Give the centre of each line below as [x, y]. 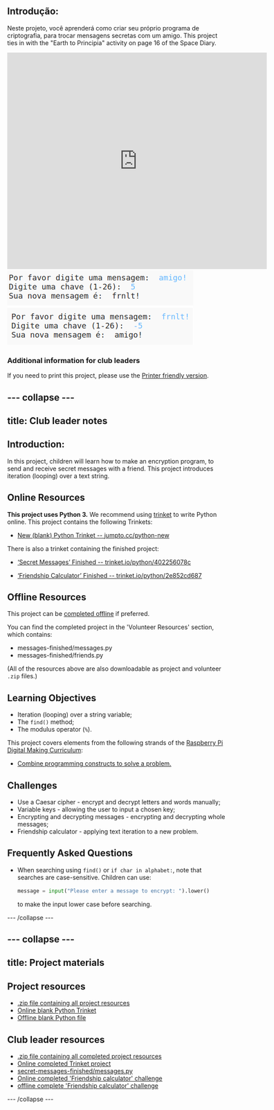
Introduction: [36, 444]
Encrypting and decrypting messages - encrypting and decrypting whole [121, 816]
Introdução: [33, 11]
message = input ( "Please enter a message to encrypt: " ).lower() [113, 891]
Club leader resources [56, 1040]
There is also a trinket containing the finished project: [83, 548]
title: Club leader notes [57, 421]
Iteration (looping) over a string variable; [75, 715]
